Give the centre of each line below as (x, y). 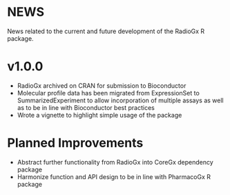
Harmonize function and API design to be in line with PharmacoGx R (114, 176)
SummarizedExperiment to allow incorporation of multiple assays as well (120, 100)
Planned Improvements (75, 143)
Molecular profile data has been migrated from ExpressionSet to (108, 93)
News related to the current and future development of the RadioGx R (106, 31)
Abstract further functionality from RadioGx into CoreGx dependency (115, 162)
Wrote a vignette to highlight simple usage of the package (99, 115)
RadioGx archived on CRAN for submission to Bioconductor (102, 85)
